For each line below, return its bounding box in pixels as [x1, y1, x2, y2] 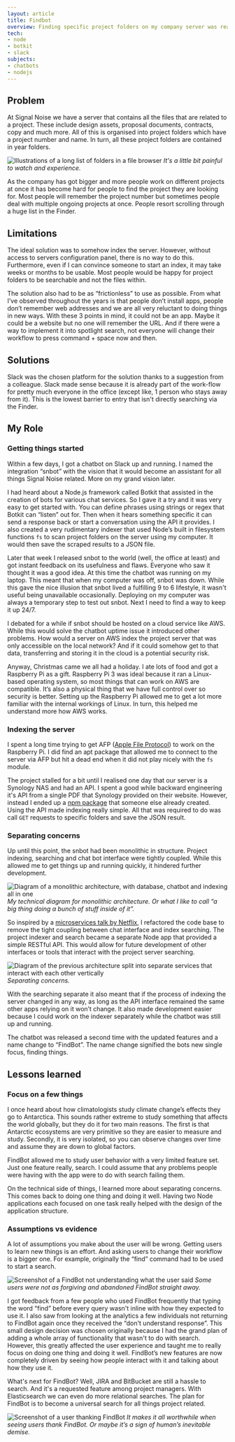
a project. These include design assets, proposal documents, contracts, [7, 120, 214, 129]
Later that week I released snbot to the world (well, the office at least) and [7, 553, 220, 562]
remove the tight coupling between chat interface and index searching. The [7, 926, 225, 934]
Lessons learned [7, 1068, 82, 1080]
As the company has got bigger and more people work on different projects [7, 178, 225, 186]
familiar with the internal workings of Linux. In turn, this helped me [7, 699, 198, 708]
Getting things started [7, 443, 84, 453]
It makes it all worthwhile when [126, 1413, 216, 1422]
